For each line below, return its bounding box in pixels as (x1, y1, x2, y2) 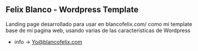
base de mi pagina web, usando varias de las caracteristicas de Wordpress (5, 27, 191, 34)
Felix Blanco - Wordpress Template (5, 5, 139, 15)
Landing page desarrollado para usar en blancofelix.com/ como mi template (5, 20, 193, 27)
